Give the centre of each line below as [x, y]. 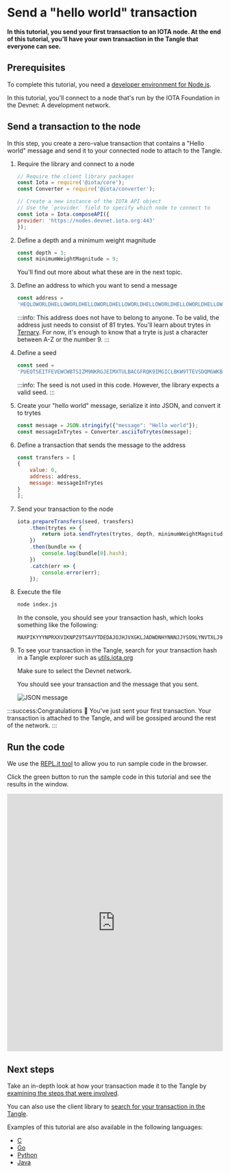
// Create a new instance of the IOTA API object [89, 202]
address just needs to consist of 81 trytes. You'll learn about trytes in [114, 325]
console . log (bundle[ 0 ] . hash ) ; [85, 554]
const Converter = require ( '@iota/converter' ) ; [86, 189]
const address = [40, 298]
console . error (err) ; [71, 572]
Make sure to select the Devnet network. [74, 671]
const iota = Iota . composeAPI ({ [63, 214]
